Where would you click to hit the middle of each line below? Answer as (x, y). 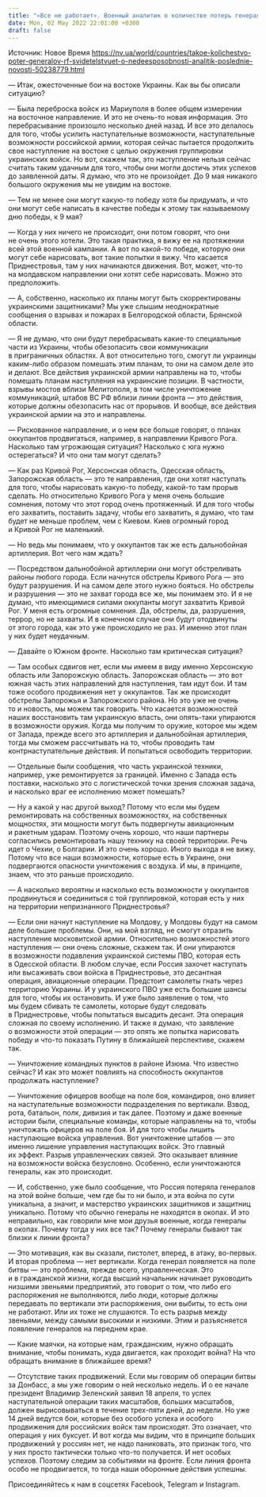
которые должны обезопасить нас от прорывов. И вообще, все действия (132, 406)
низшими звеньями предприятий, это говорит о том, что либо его (120, 1287)
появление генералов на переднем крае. (78, 1329)
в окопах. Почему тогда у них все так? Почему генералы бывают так (125, 1229)
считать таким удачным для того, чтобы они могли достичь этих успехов (133, 168)
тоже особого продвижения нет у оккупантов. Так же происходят (120, 692)
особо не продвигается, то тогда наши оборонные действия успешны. (127, 1469)
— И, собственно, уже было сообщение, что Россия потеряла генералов (132, 1187)
